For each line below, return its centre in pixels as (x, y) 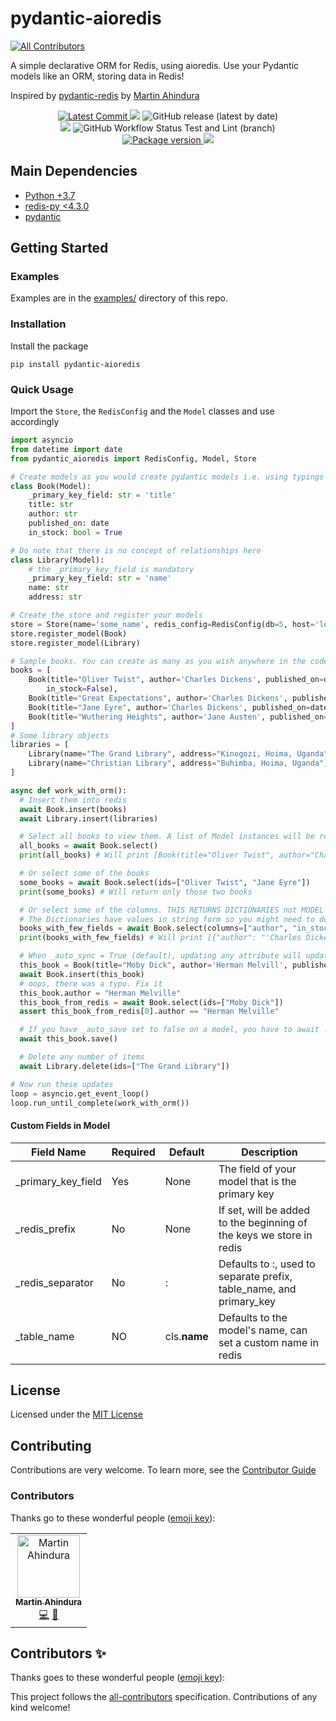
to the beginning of (263, 1222)
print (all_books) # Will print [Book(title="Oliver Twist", (147, 855)
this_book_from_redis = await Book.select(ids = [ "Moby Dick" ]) (151, 1002)
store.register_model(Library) (75, 643)
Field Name (59, 1152)
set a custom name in (268, 1342)
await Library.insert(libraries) (89, 818)
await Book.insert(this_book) (82, 974)
